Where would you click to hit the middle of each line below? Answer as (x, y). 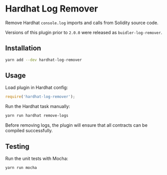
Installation (23, 48)
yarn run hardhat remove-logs (37, 116)
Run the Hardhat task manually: (38, 107)
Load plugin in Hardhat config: (37, 87)
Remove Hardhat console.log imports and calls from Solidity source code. (82, 23)
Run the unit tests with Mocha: (37, 158)
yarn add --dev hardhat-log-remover (44, 60)
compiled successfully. (29, 131)
